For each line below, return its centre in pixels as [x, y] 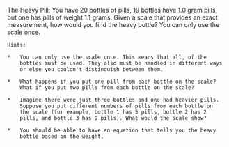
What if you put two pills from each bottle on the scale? [107, 88]
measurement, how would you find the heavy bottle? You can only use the [113, 25]
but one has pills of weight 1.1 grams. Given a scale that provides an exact [112, 17]
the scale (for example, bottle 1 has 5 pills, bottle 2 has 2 [113, 112]
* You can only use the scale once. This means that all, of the [107, 57]
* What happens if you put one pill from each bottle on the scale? [112, 82]
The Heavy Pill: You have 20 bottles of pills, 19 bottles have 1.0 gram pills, [112, 10]
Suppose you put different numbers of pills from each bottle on [117, 106]
